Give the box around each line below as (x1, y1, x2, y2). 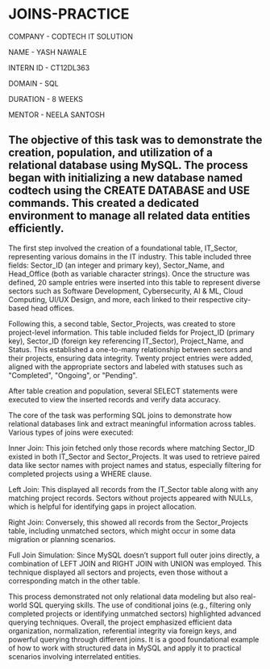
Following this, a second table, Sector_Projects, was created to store (8, 318, 236, 328)
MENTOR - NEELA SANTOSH (8, 110, 106, 120)
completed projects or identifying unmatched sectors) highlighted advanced (8, 608, 262, 618)
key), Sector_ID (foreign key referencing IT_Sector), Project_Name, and (8, 336, 244, 346)
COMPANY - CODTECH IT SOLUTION (8, 32, 133, 41)
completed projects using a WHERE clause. (8, 469, 152, 478)
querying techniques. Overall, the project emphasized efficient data (8, 617, 232, 627)
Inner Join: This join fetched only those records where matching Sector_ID (8, 443, 255, 452)
